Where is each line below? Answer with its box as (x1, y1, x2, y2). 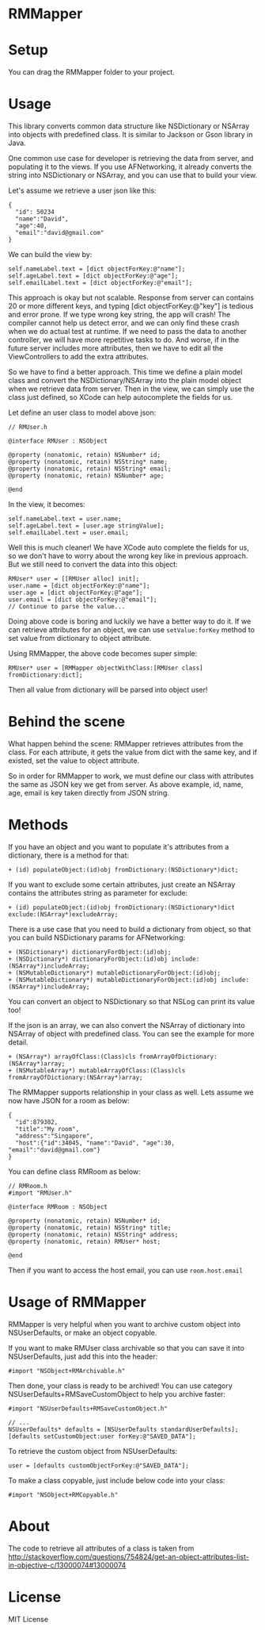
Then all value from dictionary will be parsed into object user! (8, 685, 208, 695)
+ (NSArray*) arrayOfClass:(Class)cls (8, 1053, 136, 1060)
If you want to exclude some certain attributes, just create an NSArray (8, 880, 236, 889)
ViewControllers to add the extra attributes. (8, 352, 149, 362)
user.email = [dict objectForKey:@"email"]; (8, 596, 157, 604)
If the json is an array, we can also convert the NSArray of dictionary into (8, 1020, 245, 1030)
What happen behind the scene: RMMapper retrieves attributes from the (8, 739, 244, 748)
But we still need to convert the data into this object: (8, 560, 178, 570)
